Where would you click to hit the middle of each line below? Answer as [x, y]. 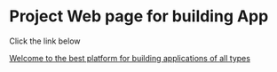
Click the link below [45, 41]
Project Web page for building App [139, 16]
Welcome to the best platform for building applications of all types [130, 58]
